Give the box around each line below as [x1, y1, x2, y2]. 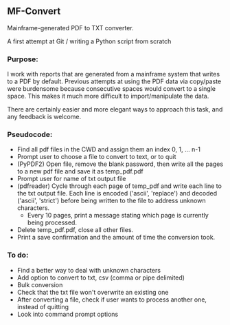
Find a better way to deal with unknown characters [16, 266, 161, 274]
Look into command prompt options [16, 310, 119, 318]
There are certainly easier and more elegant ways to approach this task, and [7, 105, 223, 114]
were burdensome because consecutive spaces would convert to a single [7, 85, 216, 93]
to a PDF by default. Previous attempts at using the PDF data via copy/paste [7, 77, 222, 85]
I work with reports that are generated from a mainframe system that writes [7, 70, 220, 78]
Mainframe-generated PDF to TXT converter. [7, 23, 134, 32]
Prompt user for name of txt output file [16, 175, 126, 183]
